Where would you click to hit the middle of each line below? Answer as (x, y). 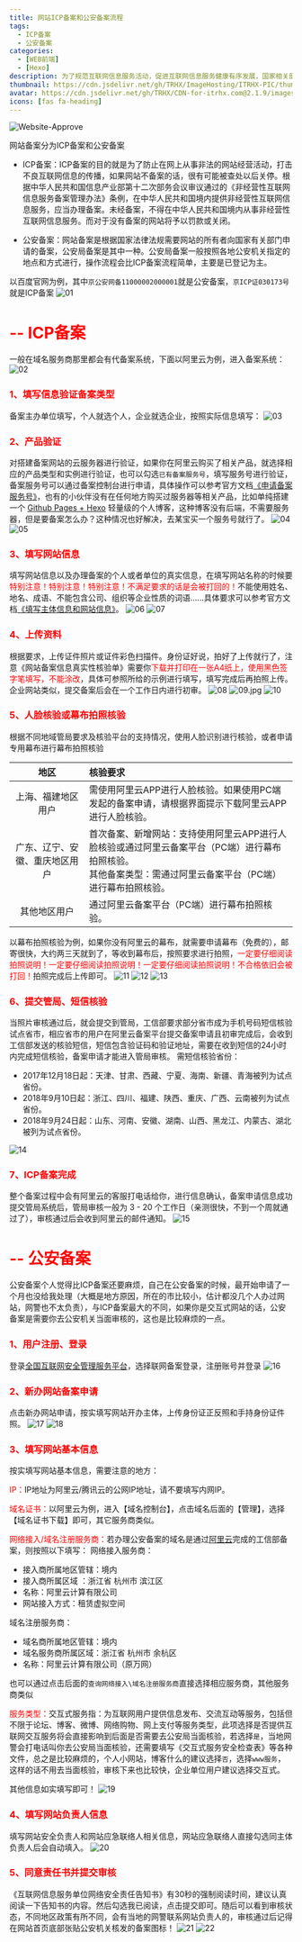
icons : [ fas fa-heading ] (56, 101)
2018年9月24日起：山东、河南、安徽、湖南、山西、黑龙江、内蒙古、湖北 (157, 1121)
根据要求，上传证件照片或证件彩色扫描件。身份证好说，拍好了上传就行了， (147, 656)
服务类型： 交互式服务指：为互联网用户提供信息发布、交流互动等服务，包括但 (151, 1714)
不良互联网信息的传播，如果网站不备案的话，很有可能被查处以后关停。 (152, 176)
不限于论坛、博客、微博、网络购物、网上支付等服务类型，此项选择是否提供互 (151, 1725)
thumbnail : (30, 85)
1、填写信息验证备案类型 (62, 394)
